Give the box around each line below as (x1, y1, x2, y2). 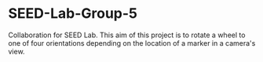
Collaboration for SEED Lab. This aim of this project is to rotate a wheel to (8, 30, 246, 40)
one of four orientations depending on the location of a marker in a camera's (8, 38, 256, 47)
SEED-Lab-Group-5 (8, 5, 138, 22)
